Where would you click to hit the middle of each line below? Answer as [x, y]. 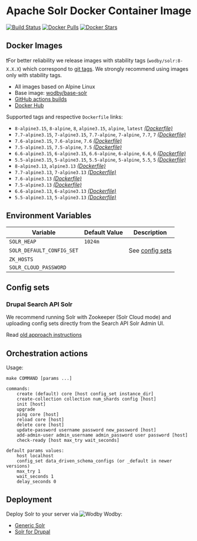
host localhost [35, 456]
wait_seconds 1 [35, 477]
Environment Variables [49, 216]
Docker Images [34, 46]
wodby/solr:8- [166, 61]
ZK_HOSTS [21, 259]
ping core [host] [38, 415]
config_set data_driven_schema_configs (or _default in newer [94, 461]
